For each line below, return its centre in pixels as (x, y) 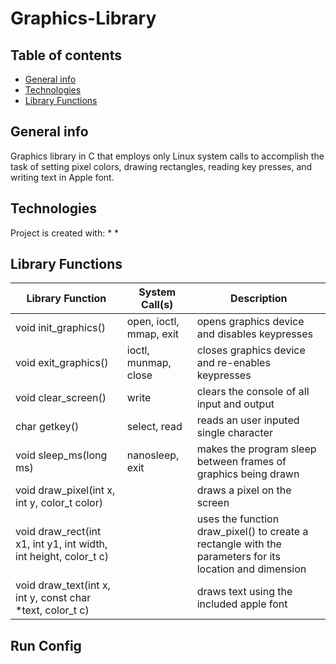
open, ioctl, (153, 322)
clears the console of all (253, 392)
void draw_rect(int (58, 532)
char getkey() (47, 427)
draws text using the (244, 592)
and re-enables (233, 363)
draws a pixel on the (244, 490)
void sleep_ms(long (61, 455)
